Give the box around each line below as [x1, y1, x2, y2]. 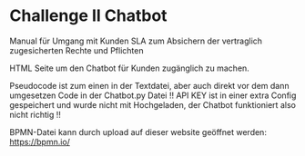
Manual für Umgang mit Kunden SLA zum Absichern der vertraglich [9, 35, 262, 46]
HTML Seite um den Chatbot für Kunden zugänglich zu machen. [9, 63, 250, 73]
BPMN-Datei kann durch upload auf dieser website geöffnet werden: [9, 126, 267, 137]
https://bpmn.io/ [9, 136, 71, 147]
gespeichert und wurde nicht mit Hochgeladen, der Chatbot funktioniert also [9, 99, 296, 110]
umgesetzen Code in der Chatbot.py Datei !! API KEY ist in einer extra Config [9, 90, 297, 101]
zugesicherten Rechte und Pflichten [9, 44, 144, 55]
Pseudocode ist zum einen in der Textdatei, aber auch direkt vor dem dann [9, 80, 290, 91]
